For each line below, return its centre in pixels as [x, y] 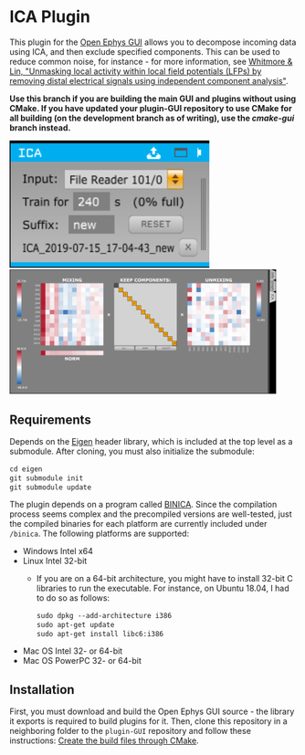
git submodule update [51, 488]
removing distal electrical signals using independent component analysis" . [149, 80]
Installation [42, 690]
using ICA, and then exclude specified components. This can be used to [145, 51]
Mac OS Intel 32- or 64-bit [73, 651]
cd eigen [26, 469]
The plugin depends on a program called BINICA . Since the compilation [143, 505]
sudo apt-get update [75, 625]
